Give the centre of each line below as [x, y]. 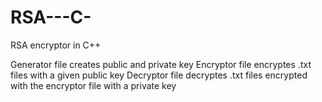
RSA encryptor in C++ [56, 45]
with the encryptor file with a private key [93, 85]
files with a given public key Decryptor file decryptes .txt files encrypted [159, 75]
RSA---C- [51, 17]
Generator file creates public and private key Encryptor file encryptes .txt [161, 64]
